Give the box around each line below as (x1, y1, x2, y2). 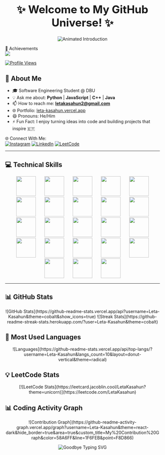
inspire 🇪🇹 (12, 126, 35, 132)
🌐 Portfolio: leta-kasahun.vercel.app (12, 107, 86, 113)
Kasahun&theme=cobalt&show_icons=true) (8, 314, 96, 320)
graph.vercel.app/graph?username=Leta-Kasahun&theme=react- (16, 425, 149, 430)
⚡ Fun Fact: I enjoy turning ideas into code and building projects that (12, 119, 151, 125)
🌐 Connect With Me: (5, 135, 47, 141)
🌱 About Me (5, 74, 42, 82)
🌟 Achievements (5, 46, 38, 52)
